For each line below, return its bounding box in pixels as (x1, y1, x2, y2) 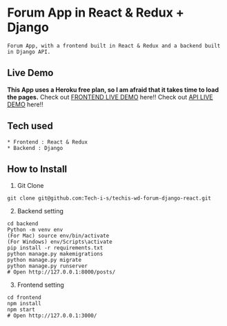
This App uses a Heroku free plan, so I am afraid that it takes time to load (7, 85, 219, 94)
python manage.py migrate (7, 257, 81, 264)
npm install (7, 300, 41, 307)
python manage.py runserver (7, 262, 88, 270)
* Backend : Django (7, 144, 63, 151)
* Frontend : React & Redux (7, 138, 88, 146)
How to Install (7, 163, 68, 175)
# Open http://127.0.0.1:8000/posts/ (7, 269, 116, 276)
